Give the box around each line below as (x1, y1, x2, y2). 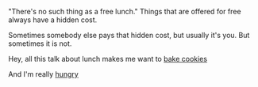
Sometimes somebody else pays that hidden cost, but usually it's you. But (8, 31, 250, 40)
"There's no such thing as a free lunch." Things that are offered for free (8, 7, 241, 16)
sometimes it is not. (8, 39, 72, 48)
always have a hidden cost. (8, 15, 98, 25)
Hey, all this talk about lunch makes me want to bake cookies (8, 55, 208, 63)
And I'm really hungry (8, 70, 79, 78)
